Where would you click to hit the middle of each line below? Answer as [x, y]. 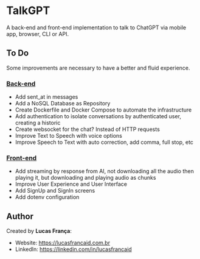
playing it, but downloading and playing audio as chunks [85, 178]
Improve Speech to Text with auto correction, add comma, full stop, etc [104, 142]
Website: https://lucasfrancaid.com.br [63, 243]
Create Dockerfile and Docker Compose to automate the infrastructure [103, 110]
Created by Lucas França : [39, 231]
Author [20, 216]
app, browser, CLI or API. [37, 34]
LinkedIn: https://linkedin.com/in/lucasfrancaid [73, 249]
